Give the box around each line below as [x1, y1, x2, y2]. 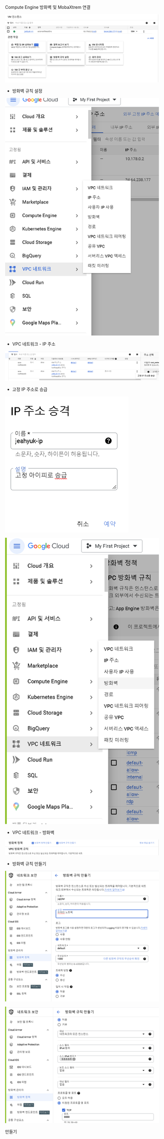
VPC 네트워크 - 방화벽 [12, 829, 55, 835]
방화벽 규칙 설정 [12, 88, 42, 94]
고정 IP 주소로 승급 [12, 386, 48, 392]
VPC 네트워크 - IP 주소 [12, 341, 56, 347]
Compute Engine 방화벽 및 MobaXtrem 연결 [5, 4, 91, 10]
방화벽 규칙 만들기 [12, 861, 46, 866]
